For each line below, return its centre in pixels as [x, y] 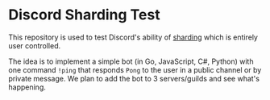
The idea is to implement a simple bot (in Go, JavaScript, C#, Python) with [131, 61]
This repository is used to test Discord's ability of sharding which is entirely [133, 37]
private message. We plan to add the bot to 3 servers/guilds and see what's [134, 78]
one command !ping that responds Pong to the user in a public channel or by [135, 69]
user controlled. [35, 45]
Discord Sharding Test [84, 15]
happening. [27, 87]
